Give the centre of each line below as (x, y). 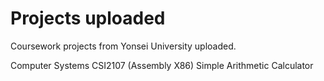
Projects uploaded (88, 18)
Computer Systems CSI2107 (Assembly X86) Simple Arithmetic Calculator (162, 65)
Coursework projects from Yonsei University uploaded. (123, 46)
